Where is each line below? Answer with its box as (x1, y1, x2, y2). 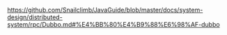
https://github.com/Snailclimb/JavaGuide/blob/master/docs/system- (7, 6, 203, 14)
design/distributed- (7, 13, 63, 21)
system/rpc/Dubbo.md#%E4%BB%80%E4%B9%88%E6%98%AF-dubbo (7, 21, 221, 28)
